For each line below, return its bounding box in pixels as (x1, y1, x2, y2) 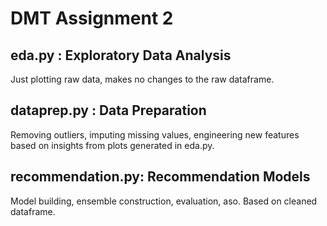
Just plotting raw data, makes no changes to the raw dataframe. (10, 73, 275, 85)
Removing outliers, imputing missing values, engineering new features (10, 128, 300, 141)
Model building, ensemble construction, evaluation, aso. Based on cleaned (10, 195, 318, 207)
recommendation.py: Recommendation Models (10, 168, 311, 186)
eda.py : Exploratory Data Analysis (10, 47, 232, 64)
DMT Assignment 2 (10, 7, 174, 30)
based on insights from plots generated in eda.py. (10, 139, 215, 151)
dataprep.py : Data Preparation (10, 102, 207, 119)
